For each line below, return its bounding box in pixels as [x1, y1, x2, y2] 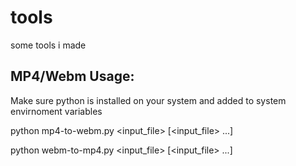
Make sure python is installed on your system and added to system [10, 94, 287, 106]
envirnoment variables [10, 105, 103, 117]
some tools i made [10, 39, 87, 51]
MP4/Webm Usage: [10, 68, 135, 85]
